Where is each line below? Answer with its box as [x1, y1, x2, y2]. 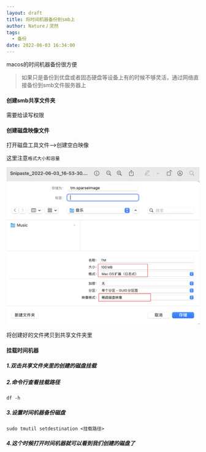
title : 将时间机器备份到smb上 [6, 16, 75, 23]
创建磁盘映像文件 [6, 127, 50, 134]
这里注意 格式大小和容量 [6, 154, 60, 162]
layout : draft [6, 10, 43, 16]
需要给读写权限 [6, 111, 44, 119]
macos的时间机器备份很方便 [6, 61, 77, 68]
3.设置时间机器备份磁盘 [6, 408, 66, 416]
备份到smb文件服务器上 [26, 82, 87, 88]
